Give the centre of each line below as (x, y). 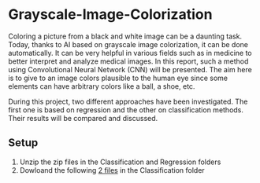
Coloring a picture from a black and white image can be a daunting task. (125, 36)
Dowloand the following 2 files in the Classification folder (112, 170)
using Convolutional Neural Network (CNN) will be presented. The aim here (130, 69)
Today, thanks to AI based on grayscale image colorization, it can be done (128, 44)
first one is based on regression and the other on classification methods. (126, 110)
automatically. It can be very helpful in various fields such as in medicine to (130, 53)
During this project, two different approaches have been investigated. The (128, 101)
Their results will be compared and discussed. (83, 118)
